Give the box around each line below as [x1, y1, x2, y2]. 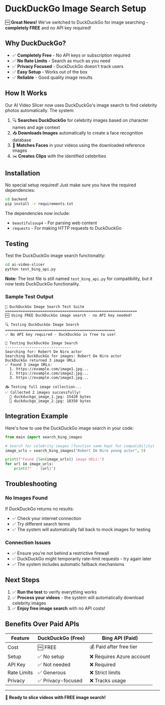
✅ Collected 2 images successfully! [5, 390, 81, 395]
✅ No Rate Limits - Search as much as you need [12, 58, 110, 64]
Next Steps [5, 576, 40, 584]
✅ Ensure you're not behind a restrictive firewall [12, 550, 110, 556]
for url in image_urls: [5, 461, 54, 466]
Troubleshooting [5, 480, 57, 488]
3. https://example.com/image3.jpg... [9, 375, 89, 380]
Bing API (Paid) [102, 634, 138, 641]
